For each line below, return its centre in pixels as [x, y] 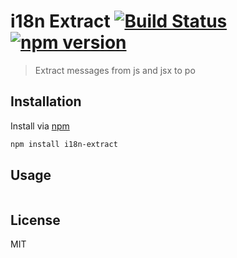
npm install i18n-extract [64, 144]
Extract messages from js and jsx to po [115, 70]
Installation [46, 101]
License [35, 220]
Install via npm [40, 126]
